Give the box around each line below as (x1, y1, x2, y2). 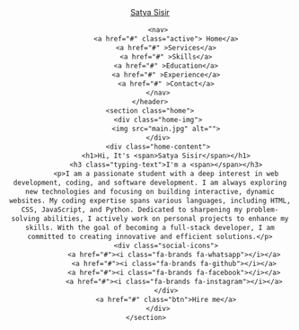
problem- (245, 205, 279, 214)
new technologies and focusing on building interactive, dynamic (25, 187, 275, 196)
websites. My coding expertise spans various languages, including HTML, (9, 196, 291, 205)
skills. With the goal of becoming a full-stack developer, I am (25, 223, 275, 232)
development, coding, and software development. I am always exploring (13, 178, 287, 187)
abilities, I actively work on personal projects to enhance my (43, 214, 289, 223)
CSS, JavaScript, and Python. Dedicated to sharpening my (21, 205, 243, 214)
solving (11, 214, 40, 223)
